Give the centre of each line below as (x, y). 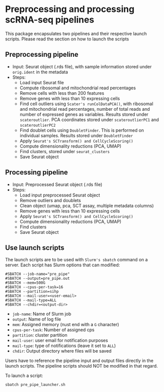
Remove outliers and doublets (50, 200)
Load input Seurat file (42, 82)
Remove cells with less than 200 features (62, 93)
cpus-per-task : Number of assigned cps (53, 330)
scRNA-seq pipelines (50, 20)
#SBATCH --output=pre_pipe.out (38, 279)
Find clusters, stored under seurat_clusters (65, 151)
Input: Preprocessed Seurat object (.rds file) (57, 184)
